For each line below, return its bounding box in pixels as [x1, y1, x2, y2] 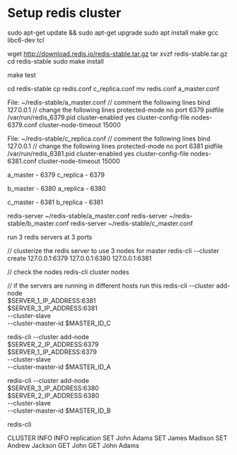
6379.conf [7, 120, 37, 129]
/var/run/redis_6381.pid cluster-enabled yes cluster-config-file [7, 149, 189, 158]
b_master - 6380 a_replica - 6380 [7, 184, 106, 192]
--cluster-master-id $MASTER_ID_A [7, 362, 111, 371]
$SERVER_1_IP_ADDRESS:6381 [7, 296, 96, 305]
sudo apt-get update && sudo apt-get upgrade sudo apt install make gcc [7, 28, 219, 37]
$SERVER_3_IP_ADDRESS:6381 [7, 304, 98, 312]
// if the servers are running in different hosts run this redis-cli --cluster [7, 281, 214, 290]
